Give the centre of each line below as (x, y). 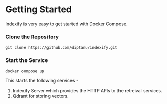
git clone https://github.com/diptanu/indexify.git (61, 48)
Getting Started (39, 9)
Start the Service (27, 60)
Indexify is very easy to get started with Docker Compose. (66, 24)
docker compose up (25, 71)
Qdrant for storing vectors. (41, 96)
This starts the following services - (42, 80)
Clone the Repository (32, 37)
